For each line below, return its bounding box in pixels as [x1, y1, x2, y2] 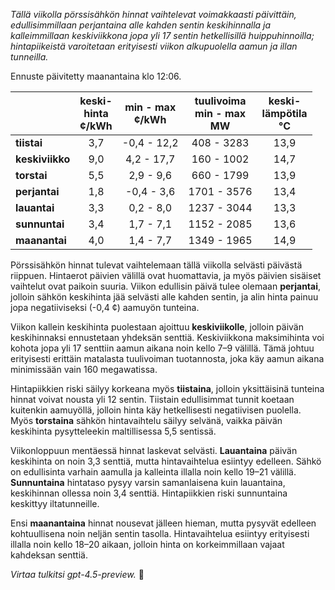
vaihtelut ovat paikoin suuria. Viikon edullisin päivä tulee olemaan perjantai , [10, 280, 322, 292]
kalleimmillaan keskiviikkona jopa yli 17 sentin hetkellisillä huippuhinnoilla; [10, 30, 315, 41]
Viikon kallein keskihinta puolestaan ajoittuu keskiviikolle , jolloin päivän [10, 321, 304, 333]
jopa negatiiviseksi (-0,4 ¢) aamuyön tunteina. [10, 302, 200, 313]
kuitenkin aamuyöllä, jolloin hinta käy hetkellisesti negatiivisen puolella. [10, 404, 302, 416]
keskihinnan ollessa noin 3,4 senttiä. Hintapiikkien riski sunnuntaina [10, 487, 288, 499]
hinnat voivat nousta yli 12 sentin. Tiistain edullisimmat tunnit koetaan [10, 394, 295, 405]
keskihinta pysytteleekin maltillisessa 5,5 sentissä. [10, 425, 217, 437]
